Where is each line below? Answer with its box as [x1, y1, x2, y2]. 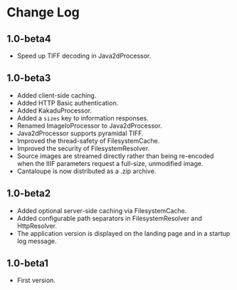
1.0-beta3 [6, 72, 51, 84]
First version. [16, 276, 56, 285]
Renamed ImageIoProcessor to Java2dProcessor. [16, 121, 162, 130]
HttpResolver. [16, 222, 58, 230]
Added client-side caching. [16, 90, 97, 100]
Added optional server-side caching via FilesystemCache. [16, 206, 187, 214]
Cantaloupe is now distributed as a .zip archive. [16, 167, 157, 175]
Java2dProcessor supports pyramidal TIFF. [16, 129, 144, 138]
